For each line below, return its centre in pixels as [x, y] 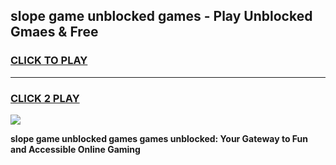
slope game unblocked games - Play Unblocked [161, 16]
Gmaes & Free [54, 32]
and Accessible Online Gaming [75, 149]
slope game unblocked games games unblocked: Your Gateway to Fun [159, 138]
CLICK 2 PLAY [45, 98]
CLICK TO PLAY [49, 61]
